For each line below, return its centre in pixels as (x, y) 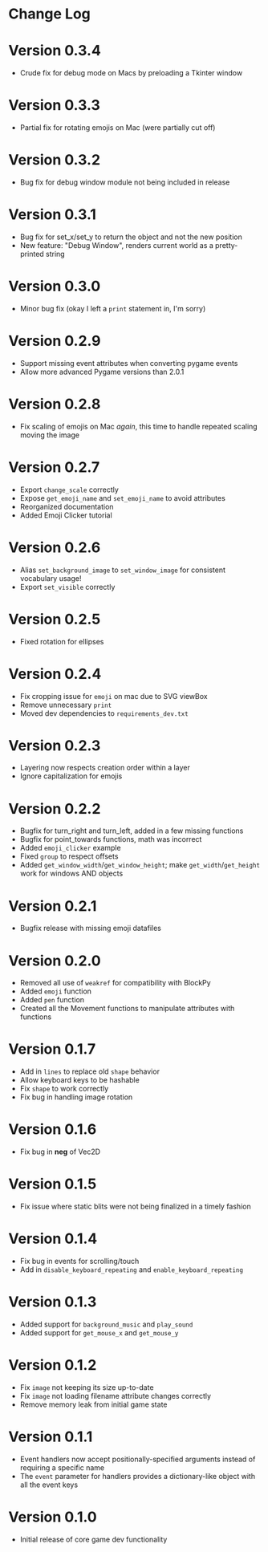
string (55, 254)
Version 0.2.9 (55, 341)
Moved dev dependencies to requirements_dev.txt (104, 713)
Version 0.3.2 (55, 160)
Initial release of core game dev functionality (93, 1539)
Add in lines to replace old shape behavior (90, 1071)
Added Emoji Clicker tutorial (66, 515)
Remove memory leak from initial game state (93, 1404)
